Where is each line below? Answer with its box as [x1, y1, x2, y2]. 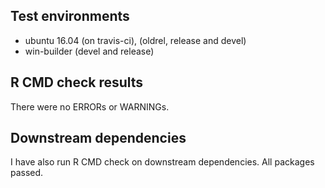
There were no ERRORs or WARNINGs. [10, 100, 170, 113]
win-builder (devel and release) [24, 45, 155, 57]
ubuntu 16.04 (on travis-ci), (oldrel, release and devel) [24, 34, 247, 46]
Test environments [10, 8, 130, 25]
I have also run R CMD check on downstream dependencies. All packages [10, 156, 315, 168]
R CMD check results [10, 74, 144, 91]
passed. [10, 167, 44, 179]
